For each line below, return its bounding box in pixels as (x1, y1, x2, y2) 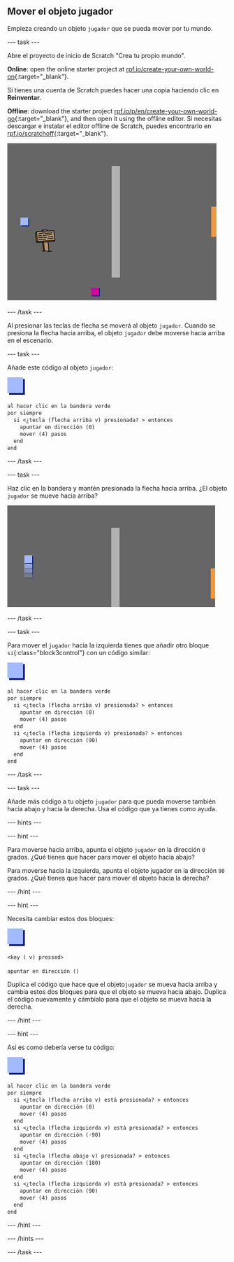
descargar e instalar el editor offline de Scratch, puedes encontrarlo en (7, 122, 212, 130)
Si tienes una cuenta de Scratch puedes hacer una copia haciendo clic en (7, 85, 219, 94)
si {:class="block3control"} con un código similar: (7, 648, 150, 657)
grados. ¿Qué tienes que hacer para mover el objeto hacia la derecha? (7, 874, 210, 882)
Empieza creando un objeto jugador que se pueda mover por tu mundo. (7, 24, 213, 32)
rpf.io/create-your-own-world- (125, 64, 214, 73)
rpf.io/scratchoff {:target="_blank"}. (7, 129, 108, 137)
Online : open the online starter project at (7, 64, 124, 73)
